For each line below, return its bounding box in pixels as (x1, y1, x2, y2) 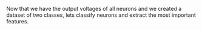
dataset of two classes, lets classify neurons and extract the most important (6, 11, 196, 19)
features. (6, 18, 29, 25)
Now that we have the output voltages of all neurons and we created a (6, 5, 182, 12)
